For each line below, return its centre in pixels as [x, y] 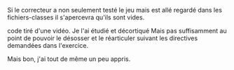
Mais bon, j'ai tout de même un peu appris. [69, 59]
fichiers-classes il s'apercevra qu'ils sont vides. [76, 17]
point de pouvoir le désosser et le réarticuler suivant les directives [103, 38]
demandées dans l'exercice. [48, 45]
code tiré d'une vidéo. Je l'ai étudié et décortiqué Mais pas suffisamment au [117, 31]
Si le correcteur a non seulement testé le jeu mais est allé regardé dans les [115, 10]
